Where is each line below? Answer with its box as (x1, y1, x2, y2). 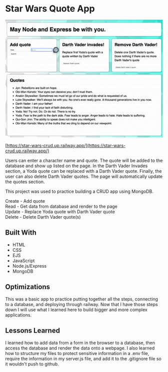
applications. (5, 312, 31, 318)
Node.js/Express (12, 263, 46, 269)
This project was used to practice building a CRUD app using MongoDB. (5, 188, 153, 195)
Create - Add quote (5, 198, 45, 204)
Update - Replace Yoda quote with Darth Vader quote (5, 209, 115, 215)
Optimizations (5, 283, 50, 291)
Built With (5, 228, 36, 237)
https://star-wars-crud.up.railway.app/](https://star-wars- (6, 143, 126, 149)
